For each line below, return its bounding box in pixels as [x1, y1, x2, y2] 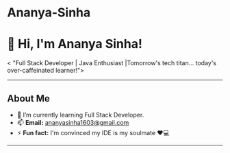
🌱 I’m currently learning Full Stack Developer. [16, 110, 144, 119]
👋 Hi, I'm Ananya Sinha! [7, 36, 142, 52]
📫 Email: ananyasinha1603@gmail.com [16, 118, 129, 126]
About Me [7, 93, 50, 104]
